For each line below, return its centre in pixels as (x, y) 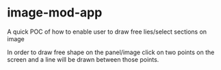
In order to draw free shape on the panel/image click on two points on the (111, 52)
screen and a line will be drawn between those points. (83, 59)
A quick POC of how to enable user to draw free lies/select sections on (107, 32)
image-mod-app (55, 13)
